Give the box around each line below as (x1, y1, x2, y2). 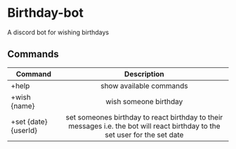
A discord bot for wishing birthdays (7, 28, 110, 36)
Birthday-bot (7, 5, 84, 21)
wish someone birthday (105, 97, 183, 106)
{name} (11, 101, 35, 111)
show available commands (100, 80, 188, 90)
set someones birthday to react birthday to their (65, 112, 223, 122)
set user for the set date (105, 129, 184, 139)
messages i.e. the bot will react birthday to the (67, 121, 221, 131)
